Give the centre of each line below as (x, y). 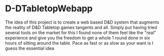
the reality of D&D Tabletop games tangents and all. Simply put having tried (81, 27)
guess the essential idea (30, 48)
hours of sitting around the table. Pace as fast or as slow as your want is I (79, 43)
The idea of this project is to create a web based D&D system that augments (82, 22)
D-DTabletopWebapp (49, 9)
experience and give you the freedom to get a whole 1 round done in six (78, 38)
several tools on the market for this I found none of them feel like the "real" (81, 32)
